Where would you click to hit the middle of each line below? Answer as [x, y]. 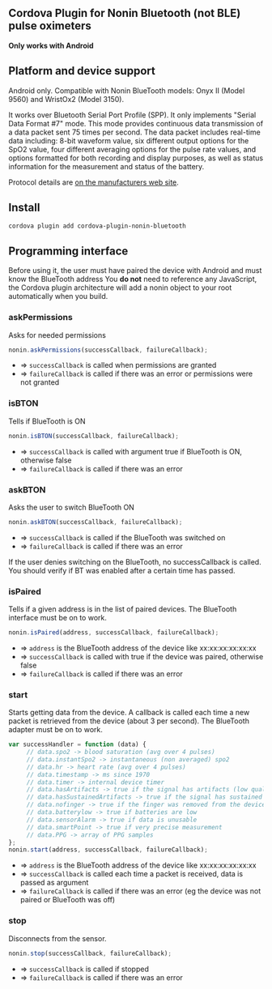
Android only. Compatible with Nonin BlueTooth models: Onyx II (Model [127, 90]
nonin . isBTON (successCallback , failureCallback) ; [94, 436]
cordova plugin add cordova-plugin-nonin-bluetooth [97, 226]
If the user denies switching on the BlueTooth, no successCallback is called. [135, 561]
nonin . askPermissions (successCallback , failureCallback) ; [108, 350]
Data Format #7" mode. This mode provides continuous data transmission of [136, 123]
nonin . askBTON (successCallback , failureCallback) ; [96, 522]
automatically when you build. [58, 296]
